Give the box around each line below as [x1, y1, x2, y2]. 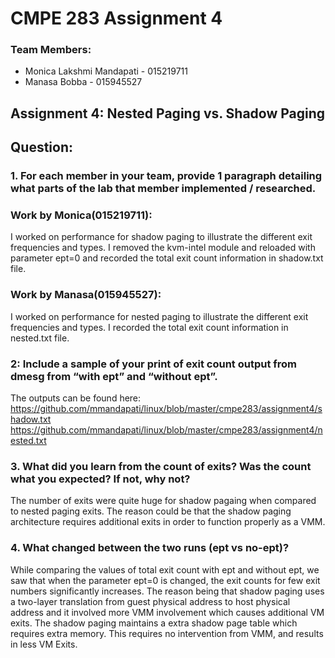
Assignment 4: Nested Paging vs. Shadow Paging [10, 105, 326, 122]
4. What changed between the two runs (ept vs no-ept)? [10, 541, 290, 555]
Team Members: [10, 43, 92, 57]
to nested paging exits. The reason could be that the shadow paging [10, 505, 292, 517]
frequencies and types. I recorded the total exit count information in [10, 321, 289, 333]
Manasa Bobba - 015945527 [24, 76, 143, 88]
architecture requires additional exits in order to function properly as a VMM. [10, 516, 326, 528]
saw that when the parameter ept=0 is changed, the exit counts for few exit [10, 574, 321, 586]
